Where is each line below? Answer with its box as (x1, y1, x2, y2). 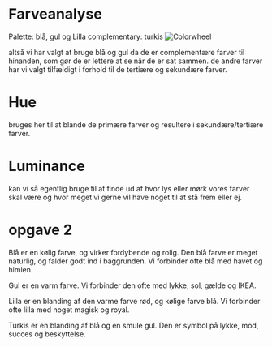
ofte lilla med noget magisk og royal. (8, 305, 130, 315)
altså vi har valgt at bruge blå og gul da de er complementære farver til (8, 47, 245, 57)
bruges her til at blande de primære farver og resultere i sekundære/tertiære (8, 119, 264, 130)
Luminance (8, 157, 85, 175)
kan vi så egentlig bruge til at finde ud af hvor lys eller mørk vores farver (8, 183, 250, 193)
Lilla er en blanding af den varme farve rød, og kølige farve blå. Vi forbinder (8, 296, 261, 306)
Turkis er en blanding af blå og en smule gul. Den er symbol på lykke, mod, (8, 320, 259, 330)
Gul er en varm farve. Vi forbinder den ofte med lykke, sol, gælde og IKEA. (8, 281, 257, 290)
